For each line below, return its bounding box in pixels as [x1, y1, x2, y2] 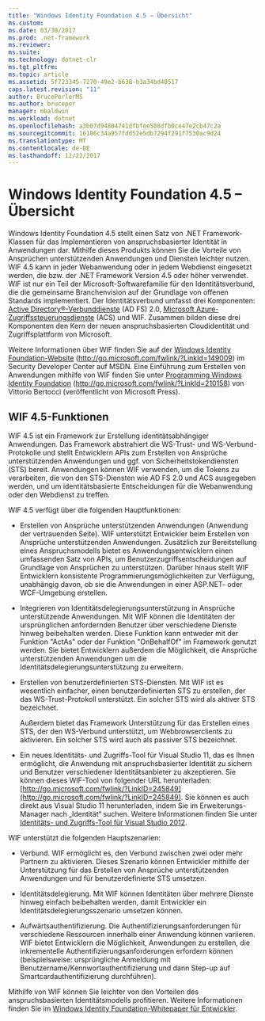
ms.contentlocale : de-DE [8, 144, 90, 152]
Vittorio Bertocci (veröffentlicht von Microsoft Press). [8, 387, 180, 397]
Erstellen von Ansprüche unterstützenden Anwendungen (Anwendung [19, 520, 248, 530]
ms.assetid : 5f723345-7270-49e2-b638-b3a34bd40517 [8, 78, 179, 86]
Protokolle [8, 448, 41, 457]
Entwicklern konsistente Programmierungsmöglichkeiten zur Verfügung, [19, 571, 255, 581]
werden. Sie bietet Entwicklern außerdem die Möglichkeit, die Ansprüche [19, 646, 258, 654]
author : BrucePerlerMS [8, 93, 83, 101]
